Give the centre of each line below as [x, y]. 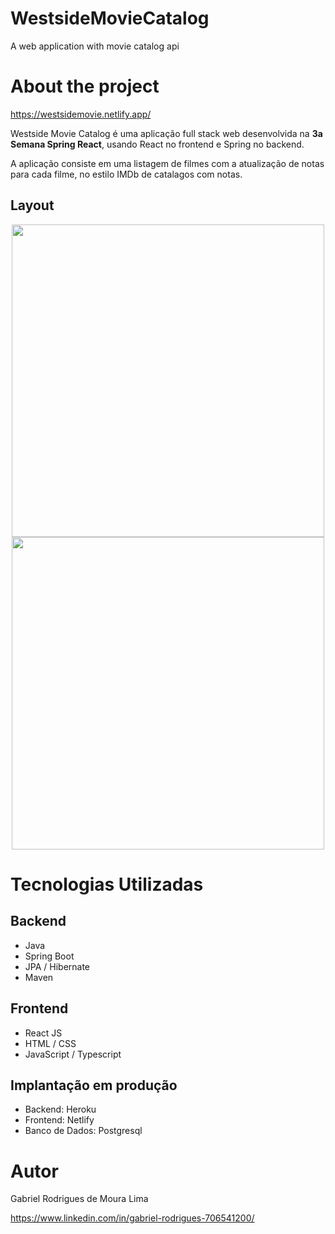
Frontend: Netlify [59, 1120]
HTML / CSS [50, 1043]
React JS [43, 1033]
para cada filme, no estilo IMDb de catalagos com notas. [126, 174]
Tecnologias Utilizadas [107, 884]
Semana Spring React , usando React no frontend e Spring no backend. [157, 144]
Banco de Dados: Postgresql [83, 1131]
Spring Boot [49, 956]
